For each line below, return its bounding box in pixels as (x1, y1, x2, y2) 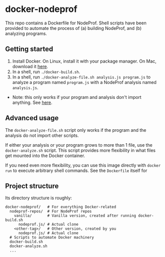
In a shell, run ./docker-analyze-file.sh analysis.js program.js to (12, 74, 151, 80)
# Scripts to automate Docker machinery (9, 235, 94, 240)
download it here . (12, 63, 49, 69)
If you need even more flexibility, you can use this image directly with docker (5, 162, 161, 168)
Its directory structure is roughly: (5, 195, 72, 201)
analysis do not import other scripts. (5, 132, 79, 138)
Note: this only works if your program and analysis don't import (12, 94, 142, 100)
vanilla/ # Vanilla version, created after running (14, 213, 136, 218)
